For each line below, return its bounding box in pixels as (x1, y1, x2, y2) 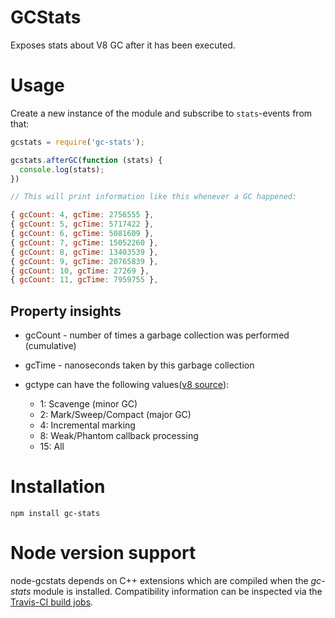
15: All (39, 441, 65, 453)
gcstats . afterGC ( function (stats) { (10, 155, 163, 165)
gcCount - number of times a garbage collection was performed (24, 329, 290, 341)
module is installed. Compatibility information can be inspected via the (33, 585, 323, 597)
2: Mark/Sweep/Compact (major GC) (39, 409, 192, 421)
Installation (10, 476, 106, 498)
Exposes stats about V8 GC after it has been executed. (10, 39, 236, 51)
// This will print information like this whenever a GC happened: (10, 192, 298, 202)
